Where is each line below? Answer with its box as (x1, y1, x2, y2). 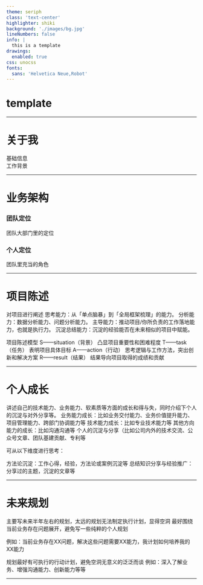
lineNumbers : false (6, 31, 56, 37)
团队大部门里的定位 (6, 229, 54, 236)
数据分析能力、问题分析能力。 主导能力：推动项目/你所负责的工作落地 (16, 318, 190, 325)
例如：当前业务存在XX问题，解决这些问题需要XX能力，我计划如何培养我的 (6, 538, 190, 545)
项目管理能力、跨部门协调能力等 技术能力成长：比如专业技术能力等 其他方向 (6, 419, 195, 426)
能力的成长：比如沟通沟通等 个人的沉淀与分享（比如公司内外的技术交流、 (6, 426, 188, 433)
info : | (6, 37, 26, 43)
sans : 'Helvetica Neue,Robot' (11, 71, 88, 77)
